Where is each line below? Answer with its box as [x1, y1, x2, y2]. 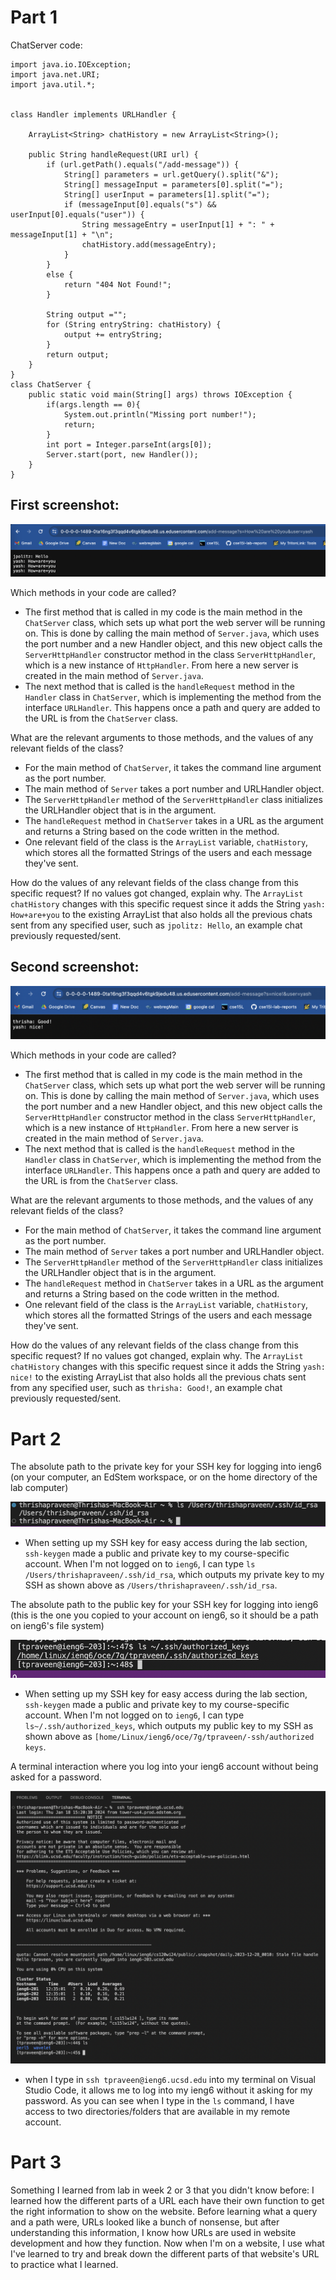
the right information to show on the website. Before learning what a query [10, 2206, 318, 2218]
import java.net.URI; [10, 69, 101, 80]
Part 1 [10, 6, 58, 29]
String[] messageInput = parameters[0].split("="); [63, 179, 284, 190]
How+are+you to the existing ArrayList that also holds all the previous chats [10, 908, 313, 920]
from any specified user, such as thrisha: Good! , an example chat [10, 1382, 283, 1394]
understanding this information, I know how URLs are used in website [10, 2227, 297, 2239]
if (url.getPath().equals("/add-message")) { [46, 159, 240, 170]
